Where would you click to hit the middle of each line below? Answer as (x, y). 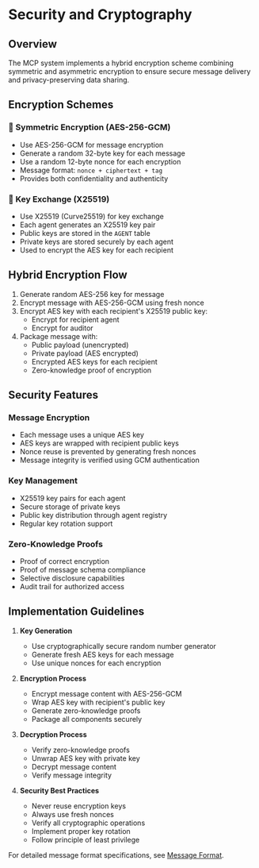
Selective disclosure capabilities (72, 578)
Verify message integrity (72, 775)
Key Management (43, 480)
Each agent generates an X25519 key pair (88, 225)
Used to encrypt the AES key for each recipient (97, 250)
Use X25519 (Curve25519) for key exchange (91, 216)
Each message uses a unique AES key (82, 435)
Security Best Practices (59, 790)
